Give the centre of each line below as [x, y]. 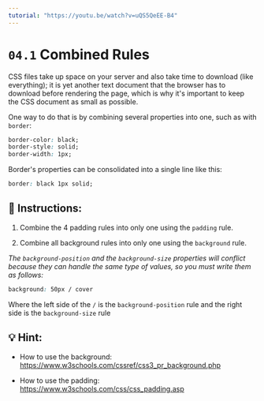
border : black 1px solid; [50, 184]
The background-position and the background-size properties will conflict [127, 258]
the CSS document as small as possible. [73, 101]
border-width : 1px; [40, 155]
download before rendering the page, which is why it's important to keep [126, 93]
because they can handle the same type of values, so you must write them [130, 266]
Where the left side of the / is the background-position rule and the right [125, 304]
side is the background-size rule [59, 313]
